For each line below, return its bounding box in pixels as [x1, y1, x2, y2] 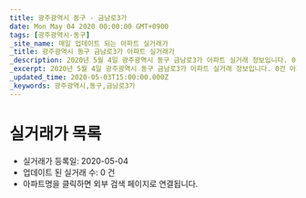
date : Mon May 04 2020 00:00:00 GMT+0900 [9, 22, 169, 31]
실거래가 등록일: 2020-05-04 [22, 155, 129, 166]
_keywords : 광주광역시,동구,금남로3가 [9, 81, 136, 90]
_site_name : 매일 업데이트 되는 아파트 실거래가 [9, 38, 168, 48]
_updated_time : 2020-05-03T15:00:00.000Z [9, 73, 169, 82]
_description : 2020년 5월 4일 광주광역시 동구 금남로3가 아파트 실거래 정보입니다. [9, 56, 289, 65]
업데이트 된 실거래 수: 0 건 [22, 166, 116, 178]
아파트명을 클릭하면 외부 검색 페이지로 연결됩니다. [22, 178, 199, 189]
